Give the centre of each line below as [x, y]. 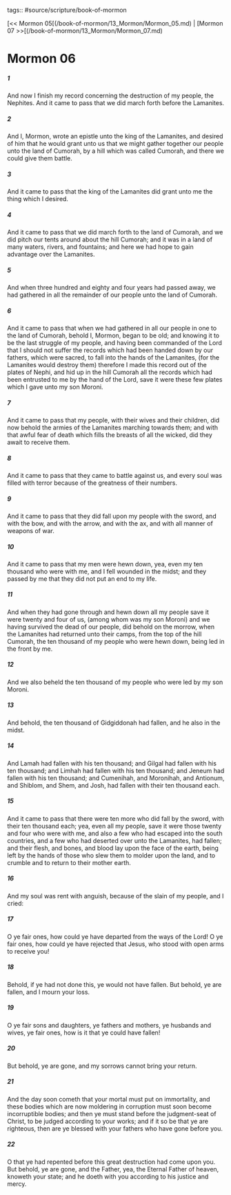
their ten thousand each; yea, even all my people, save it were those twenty [114, 826]
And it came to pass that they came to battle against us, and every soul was [115, 475]
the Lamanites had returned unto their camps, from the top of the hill [104, 634]
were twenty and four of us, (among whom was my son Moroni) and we [109, 619]
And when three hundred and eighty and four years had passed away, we [111, 288]
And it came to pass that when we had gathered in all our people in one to [112, 328]
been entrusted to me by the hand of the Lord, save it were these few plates [115, 379]
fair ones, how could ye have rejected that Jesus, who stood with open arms [115, 944]
